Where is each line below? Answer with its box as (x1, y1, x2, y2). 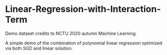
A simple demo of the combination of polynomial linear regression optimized (5, 40, 162, 46)
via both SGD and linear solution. (5, 45, 73, 51)
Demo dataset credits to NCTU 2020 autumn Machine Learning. (5, 30, 137, 36)
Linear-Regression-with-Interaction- (5, 3, 161, 15)
